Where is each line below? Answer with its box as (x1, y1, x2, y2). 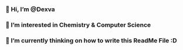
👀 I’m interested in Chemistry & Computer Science (5, 20, 151, 28)
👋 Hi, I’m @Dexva (5, 5, 55, 13)
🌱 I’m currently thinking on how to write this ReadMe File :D (5, 36, 177, 44)
